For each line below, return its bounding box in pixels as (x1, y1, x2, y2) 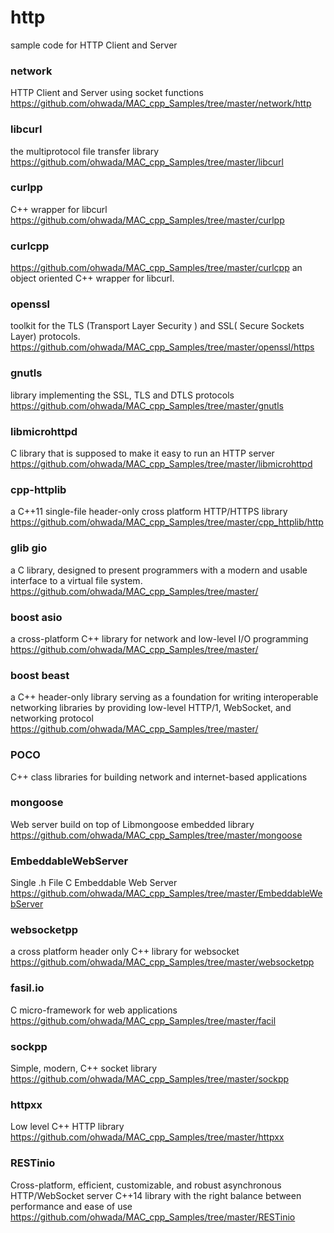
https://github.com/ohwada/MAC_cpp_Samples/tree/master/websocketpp (10, 956, 315, 968)
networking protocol (10, 712, 94, 725)
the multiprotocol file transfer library (10, 145, 160, 157)
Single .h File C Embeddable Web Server (10, 877, 178, 889)
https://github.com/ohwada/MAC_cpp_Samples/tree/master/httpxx (10, 1131, 285, 1143)
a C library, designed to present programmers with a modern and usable (10, 564, 308, 576)
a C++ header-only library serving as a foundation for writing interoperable (10, 691, 319, 703)
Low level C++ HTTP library (10, 1121, 125, 1133)
